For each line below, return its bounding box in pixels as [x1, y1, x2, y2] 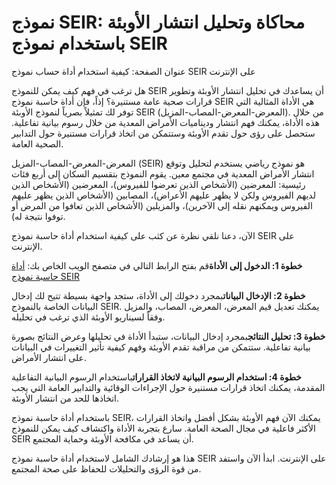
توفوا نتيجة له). [11, 210, 66, 222]
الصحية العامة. [11, 137, 64, 150]
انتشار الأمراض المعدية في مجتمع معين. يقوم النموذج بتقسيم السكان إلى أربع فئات [11, 167, 315, 180]
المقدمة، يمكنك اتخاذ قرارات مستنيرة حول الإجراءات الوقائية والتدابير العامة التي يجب [11, 381, 326, 393]
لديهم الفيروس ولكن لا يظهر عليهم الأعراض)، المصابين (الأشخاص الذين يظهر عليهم [11, 189, 316, 201]
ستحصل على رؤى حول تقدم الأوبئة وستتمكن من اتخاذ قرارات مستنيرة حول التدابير [11, 127, 316, 139]
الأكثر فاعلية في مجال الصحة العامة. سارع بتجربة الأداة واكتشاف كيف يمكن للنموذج [11, 422, 316, 434]
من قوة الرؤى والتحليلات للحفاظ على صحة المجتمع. [11, 462, 202, 475]
